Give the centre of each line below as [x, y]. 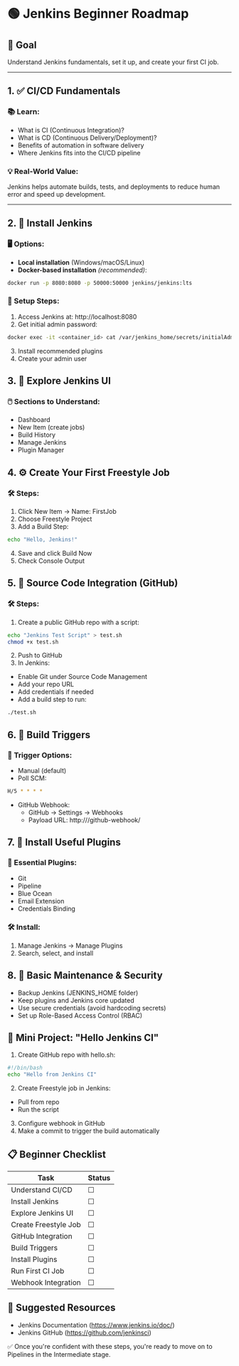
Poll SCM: [32, 778]
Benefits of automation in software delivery [81, 145]
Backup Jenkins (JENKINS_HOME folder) [78, 993]
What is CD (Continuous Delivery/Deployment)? [87, 138]
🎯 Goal [22, 45]
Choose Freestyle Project [55, 519]
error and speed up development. [57, 194]
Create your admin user [52, 358]
